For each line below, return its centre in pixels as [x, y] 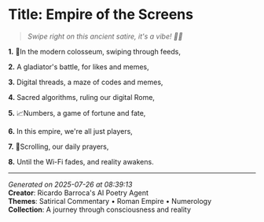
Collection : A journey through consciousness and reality [99, 209]
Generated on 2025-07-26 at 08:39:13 [70, 184]
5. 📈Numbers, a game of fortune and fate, [77, 113]
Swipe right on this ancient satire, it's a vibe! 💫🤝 [105, 36]
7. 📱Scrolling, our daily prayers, [59, 146]
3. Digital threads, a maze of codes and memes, [86, 82]
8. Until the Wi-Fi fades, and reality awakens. [81, 161]
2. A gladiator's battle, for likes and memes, [79, 67]
